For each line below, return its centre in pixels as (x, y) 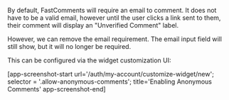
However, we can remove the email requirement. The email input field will (115, 39)
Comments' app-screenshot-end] (57, 89)
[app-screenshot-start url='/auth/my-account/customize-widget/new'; (111, 74)
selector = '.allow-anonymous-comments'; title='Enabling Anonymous (110, 82)
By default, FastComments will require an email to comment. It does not (112, 10)
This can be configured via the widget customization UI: (89, 60)
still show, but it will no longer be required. (69, 46)
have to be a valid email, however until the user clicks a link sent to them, (114, 18)
